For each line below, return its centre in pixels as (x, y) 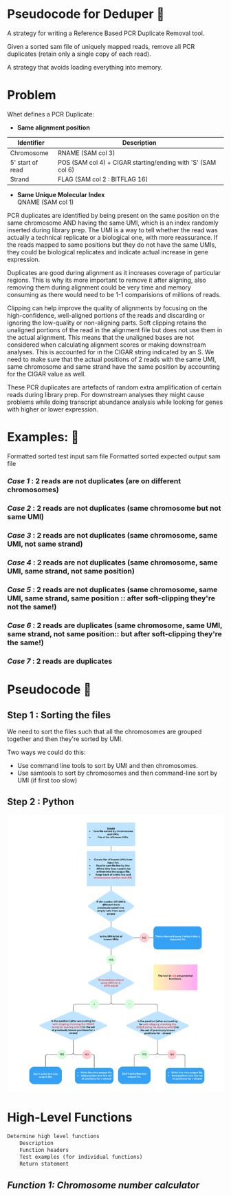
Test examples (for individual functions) (81, 1157)
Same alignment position (54, 128)
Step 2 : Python (41, 802)
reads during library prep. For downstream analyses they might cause (106, 394)
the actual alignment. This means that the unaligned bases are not (101, 337)
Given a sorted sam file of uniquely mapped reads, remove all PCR (101, 46)
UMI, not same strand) (45, 544)
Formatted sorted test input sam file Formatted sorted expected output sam (114, 456)
